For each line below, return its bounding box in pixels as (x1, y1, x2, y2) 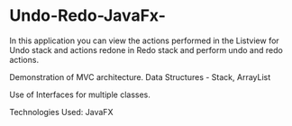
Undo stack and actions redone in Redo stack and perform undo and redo (9, 44, 284, 55)
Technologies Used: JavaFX (9, 106, 114, 117)
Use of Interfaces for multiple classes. (9, 89, 151, 100)
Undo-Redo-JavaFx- (9, 5, 167, 26)
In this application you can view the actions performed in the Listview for (9, 35, 279, 46)
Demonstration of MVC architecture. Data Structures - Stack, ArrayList (9, 71, 271, 82)
